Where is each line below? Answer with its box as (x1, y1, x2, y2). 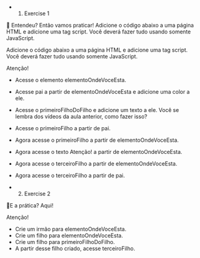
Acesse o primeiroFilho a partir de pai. (15, 125, 111, 131)
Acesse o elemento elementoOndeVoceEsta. (15, 77, 127, 83)
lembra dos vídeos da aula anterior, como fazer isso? (15, 113, 147, 120)
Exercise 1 (24, 10, 50, 17)
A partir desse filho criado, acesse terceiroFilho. (15, 245, 135, 252)
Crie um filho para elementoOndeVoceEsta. (15, 232, 123, 239)
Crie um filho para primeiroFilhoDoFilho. (15, 239, 115, 245)
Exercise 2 (24, 190, 50, 197)
